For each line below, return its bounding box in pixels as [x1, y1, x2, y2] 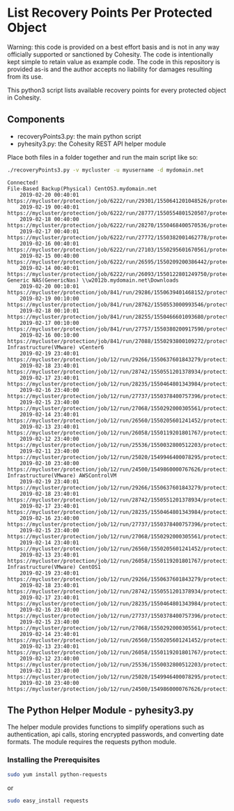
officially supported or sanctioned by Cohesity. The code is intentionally [7, 50, 214, 59]
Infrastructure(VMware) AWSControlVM [7, 472, 117, 479]
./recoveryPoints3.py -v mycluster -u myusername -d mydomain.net [7, 166, 204, 174]
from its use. [7, 72, 43, 81]
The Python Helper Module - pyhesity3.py [7, 704, 194, 716]
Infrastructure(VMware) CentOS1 [7, 563, 101, 570]
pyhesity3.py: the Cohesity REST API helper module [17, 139, 166, 148]
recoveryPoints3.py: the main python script [17, 132, 141, 140]
